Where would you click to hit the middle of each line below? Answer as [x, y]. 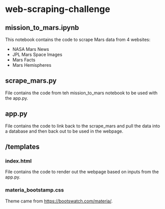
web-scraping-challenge [58, 9]
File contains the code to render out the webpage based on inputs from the [82, 172]
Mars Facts [24, 60]
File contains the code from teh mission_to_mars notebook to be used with [82, 93]
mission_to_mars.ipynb [42, 28]
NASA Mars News [31, 49]
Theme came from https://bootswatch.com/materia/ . [59, 201]
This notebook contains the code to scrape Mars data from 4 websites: [78, 39]
